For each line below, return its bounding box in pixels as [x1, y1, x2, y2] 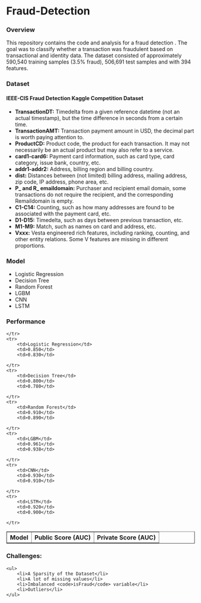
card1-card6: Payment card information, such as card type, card [14, 152, 175, 160]
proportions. [14, 242, 46, 249]
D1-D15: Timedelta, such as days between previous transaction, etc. [14, 216, 184, 223]
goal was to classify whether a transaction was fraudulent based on [6, 46, 173, 53]
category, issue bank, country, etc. [14, 159, 101, 166]
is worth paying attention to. [14, 133, 84, 140]
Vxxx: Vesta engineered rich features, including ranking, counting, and [14, 229, 190, 236]
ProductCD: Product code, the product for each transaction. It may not [14, 140, 190, 147]
